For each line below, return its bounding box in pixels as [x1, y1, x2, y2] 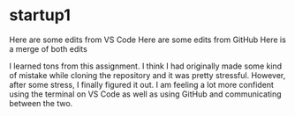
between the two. [9, 98, 73, 108]
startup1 [9, 5, 71, 25]
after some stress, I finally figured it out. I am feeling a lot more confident [9, 79, 274, 90]
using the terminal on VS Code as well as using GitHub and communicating [9, 89, 282, 99]
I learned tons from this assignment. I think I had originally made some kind [9, 61, 283, 71]
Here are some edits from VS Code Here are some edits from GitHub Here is [9, 34, 287, 45]
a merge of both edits [9, 43, 88, 54]
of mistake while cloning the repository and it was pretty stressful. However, [9, 69, 286, 80]
